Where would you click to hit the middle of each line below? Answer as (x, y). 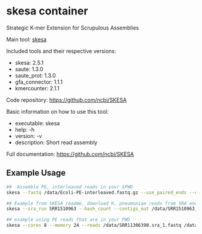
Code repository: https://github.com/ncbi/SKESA (67, 100)
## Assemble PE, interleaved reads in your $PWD (70, 187)
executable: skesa (37, 123)
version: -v (28, 136)
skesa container (47, 11)
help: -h (25, 129)
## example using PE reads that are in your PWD (68, 220)
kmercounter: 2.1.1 (37, 88)
